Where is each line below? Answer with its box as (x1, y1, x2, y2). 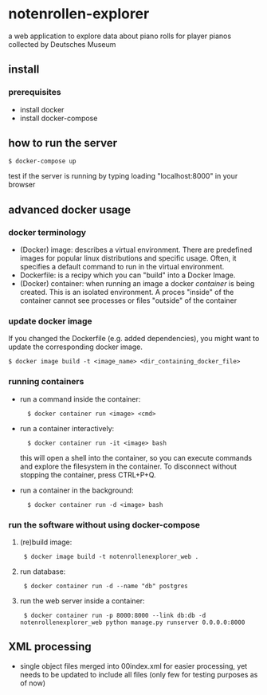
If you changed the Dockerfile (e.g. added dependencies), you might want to (8, 334, 260, 344)
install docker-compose (19, 113, 98, 123)
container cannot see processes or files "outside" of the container (19, 296, 238, 305)
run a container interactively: (19, 423, 115, 433)
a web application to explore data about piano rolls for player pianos (8, 31, 232, 41)
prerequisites (8, 87, 61, 98)
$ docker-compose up (8, 157, 77, 166)
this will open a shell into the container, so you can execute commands (19, 453, 253, 462)
